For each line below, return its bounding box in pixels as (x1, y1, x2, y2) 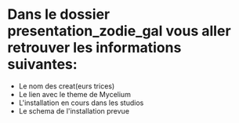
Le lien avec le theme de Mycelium (18, 89, 131, 99)
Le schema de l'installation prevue (18, 106, 130, 115)
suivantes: (7, 56, 78, 74)
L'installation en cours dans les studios (18, 98, 144, 107)
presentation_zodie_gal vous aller (7, 22, 232, 40)
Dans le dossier (7, 5, 110, 24)
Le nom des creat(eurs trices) (18, 81, 115, 91)
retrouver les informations (7, 39, 182, 56)
